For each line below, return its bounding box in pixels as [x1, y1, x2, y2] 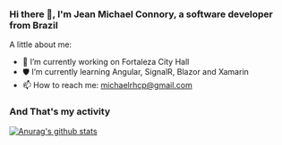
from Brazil [9, 19, 58, 31]
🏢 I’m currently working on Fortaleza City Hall [21, 57, 190, 68]
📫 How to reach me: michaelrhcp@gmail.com [21, 80, 192, 91]
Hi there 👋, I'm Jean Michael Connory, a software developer [9, 8, 273, 20]
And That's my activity [9, 106, 110, 118]
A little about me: [9, 39, 73, 50]
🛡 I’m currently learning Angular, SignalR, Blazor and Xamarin [21, 67, 249, 77]
